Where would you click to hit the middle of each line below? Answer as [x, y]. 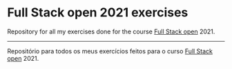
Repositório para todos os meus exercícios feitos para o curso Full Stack [110, 51]
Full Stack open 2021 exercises [98, 13]
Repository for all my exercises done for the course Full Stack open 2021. [111, 31]
